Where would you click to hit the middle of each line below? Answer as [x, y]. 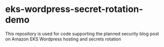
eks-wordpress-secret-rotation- [74, 9]
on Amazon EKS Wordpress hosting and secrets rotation [63, 39]
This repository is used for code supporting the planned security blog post [82, 33]
